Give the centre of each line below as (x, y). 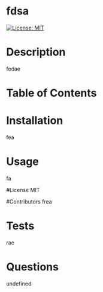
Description (36, 52)
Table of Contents (51, 93)
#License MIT (23, 190)
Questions (32, 267)
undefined (19, 284)
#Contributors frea (29, 201)
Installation (35, 121)
